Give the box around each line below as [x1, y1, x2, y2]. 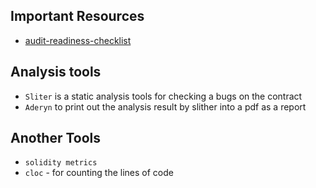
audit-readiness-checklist [24, 34, 132, 46]
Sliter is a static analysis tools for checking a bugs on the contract [24, 90, 303, 102]
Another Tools [10, 130, 102, 147]
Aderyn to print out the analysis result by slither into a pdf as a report [24, 100, 307, 113]
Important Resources [10, 8, 145, 25]
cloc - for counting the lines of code [24, 167, 174, 179]
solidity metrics [24, 158, 98, 168]
